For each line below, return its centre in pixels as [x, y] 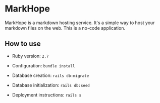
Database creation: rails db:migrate [50, 75]
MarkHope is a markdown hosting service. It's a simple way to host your [80, 23]
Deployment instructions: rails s [47, 95]
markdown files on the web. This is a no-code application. [65, 28]
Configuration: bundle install [43, 65]
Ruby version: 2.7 [30, 56]
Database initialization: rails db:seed [51, 85]
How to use [23, 44]
